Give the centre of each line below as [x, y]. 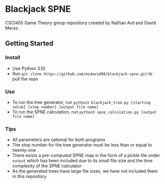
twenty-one [24, 150]
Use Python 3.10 [29, 68]
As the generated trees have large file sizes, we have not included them [85, 171]
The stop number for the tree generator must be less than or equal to [82, 145]
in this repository [29, 177]
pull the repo [25, 79]
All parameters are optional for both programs [59, 140]
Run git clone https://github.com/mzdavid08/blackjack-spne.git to [82, 74]
